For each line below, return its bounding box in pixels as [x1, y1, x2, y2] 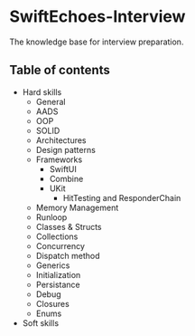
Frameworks [35, 154, 83, 165]
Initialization [35, 269, 81, 280]
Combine [49, 173, 84, 184]
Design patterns [35, 144, 97, 155]
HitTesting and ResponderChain [62, 192, 181, 203]
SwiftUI [49, 163, 77, 174]
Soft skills [22, 317, 60, 328]
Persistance [35, 279, 81, 290]
